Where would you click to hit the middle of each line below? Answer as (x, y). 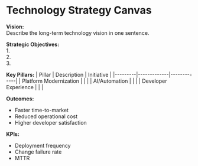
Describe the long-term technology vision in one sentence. (78, 32)
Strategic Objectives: (33, 44)
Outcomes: (20, 99)
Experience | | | (25, 87)
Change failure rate (38, 152)
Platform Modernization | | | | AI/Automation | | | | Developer (94, 81)
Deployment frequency (43, 145)
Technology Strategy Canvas (79, 10)
